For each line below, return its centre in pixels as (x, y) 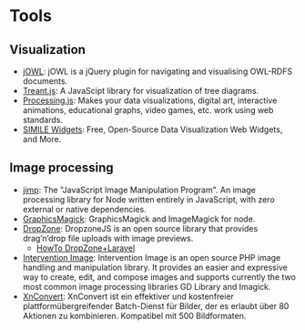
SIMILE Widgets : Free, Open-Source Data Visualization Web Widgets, (152, 129)
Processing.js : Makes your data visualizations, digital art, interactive (150, 100)
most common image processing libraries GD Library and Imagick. (147, 286)
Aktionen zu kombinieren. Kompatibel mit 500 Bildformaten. (134, 315)
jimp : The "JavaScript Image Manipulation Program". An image (139, 190)
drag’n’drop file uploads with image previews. (108, 238)
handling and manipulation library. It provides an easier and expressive (155, 267)
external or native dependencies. (85, 209)
